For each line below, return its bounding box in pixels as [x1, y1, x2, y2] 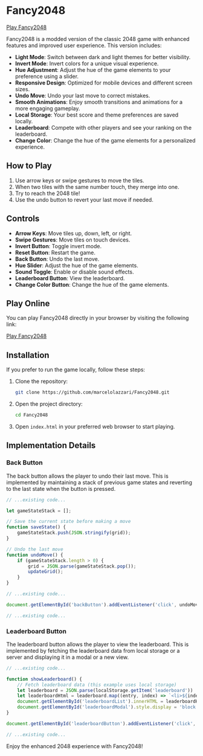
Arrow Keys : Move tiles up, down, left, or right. [14, 229, 132, 237]
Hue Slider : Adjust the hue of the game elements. [14, 261, 139, 269]
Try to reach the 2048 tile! [14, 190, 80, 197]
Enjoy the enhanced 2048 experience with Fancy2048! [6, 742, 143, 749]
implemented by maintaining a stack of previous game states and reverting [6, 478, 192, 486]
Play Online [6, 298, 50, 309]
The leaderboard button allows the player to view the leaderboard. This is [6, 641, 189, 648]
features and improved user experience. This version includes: [6, 42, 162, 49]
